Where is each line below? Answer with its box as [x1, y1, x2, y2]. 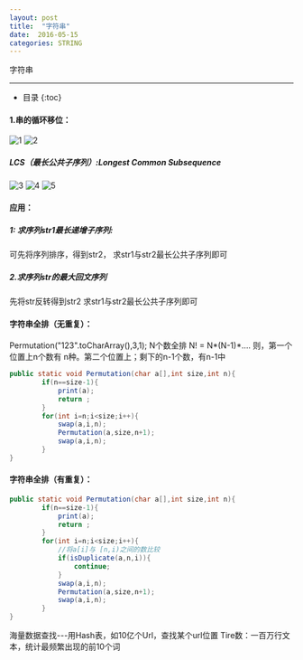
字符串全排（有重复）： [9, 474, 93, 485]
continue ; [73, 561, 111, 570]
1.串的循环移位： [9, 114, 71, 125]
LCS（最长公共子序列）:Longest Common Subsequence [9, 157, 222, 168]
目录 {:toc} [22, 92, 62, 103]
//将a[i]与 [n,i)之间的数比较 [57, 545, 161, 554]
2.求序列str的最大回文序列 [9, 271, 107, 282]
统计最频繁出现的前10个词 [24, 641, 121, 652]
